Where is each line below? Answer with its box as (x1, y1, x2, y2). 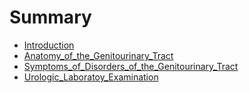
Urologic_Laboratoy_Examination (23, 71, 159, 83)
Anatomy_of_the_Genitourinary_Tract (23, 49, 174, 61)
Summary (9, 6, 92, 29)
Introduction (23, 39, 75, 51)
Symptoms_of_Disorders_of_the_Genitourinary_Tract (23, 60, 239, 72)
